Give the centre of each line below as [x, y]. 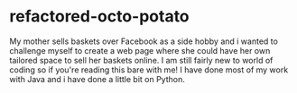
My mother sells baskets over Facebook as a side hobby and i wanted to [144, 41]
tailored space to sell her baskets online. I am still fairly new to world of [141, 60]
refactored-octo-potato [99, 17]
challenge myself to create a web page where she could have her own [140, 50]
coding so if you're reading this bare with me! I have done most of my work [149, 70]
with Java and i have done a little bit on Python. [97, 79]
